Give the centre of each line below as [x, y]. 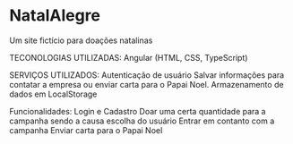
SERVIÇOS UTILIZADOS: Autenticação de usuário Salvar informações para [147, 75]
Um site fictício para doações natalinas [81, 40]
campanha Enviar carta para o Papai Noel [86, 130]
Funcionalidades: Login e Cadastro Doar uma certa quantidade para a [138, 111]
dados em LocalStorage [53, 94]
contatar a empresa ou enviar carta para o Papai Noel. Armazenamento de [146, 84]
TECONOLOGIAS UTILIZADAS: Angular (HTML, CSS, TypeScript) [129, 57]
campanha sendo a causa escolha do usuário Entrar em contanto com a [142, 121]
